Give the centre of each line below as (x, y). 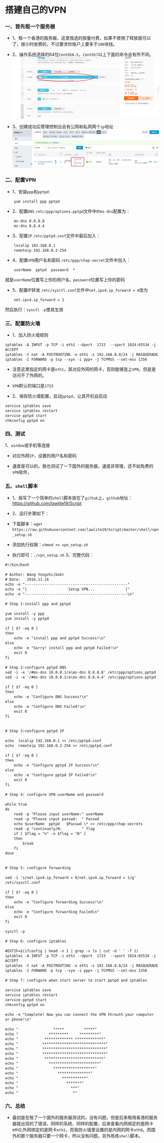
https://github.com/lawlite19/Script (47, 503)
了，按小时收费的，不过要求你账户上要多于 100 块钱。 (65, 44)
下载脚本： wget (27, 524)
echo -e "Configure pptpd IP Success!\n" (56, 765)
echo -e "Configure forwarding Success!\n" (59, 902)
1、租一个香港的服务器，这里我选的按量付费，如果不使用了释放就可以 (82, 38)
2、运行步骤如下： (31, 513)
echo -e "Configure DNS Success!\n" (51, 697)
